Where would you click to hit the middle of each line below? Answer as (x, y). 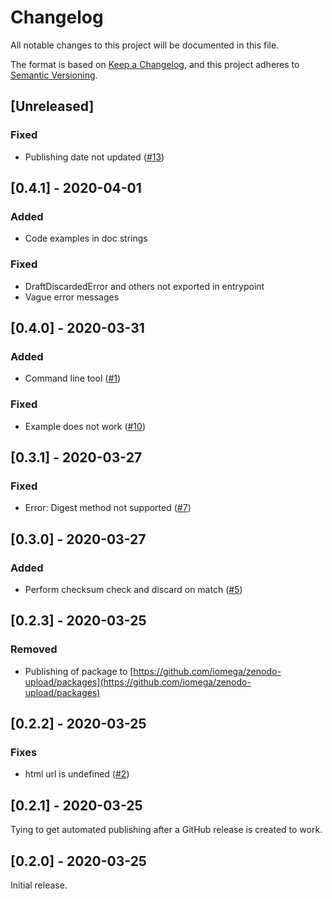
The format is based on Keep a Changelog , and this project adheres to (155, 64)
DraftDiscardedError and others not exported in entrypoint (144, 286)
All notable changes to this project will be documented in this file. (145, 45)
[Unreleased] (52, 106)
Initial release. (39, 885)
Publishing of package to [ (79, 671)
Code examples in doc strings (86, 238)
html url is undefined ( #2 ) (77, 774)
